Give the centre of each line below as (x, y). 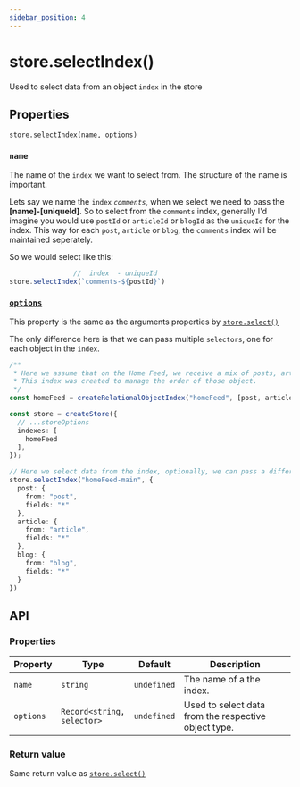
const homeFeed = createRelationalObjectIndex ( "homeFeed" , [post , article (151, 398)
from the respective (225, 716)
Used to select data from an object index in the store (106, 87)
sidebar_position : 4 (48, 17)
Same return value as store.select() (77, 774)
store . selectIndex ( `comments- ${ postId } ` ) (87, 281)
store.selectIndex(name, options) (74, 135)
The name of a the (222, 680)
